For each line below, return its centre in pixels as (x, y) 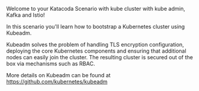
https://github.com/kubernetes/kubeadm (57, 81)
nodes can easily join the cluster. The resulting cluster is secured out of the (100, 57)
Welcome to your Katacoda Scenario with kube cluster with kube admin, (96, 9)
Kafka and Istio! (26, 15)
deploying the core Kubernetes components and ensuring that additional (96, 51)
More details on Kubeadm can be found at (58, 75)
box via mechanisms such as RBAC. (51, 63)
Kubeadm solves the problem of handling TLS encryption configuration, (95, 45)
